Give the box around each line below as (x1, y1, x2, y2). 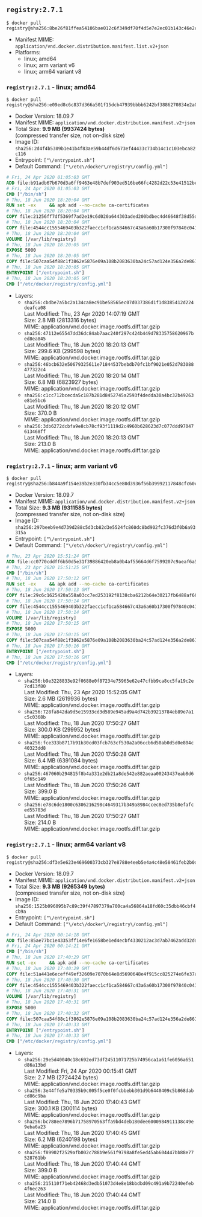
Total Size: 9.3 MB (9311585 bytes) (14, 504, 103, 511)
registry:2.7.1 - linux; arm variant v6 (6, 462, 118, 470)
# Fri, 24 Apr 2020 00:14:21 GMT (6, 943, 90, 949)
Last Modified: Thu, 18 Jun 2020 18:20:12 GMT (23, 403, 140, 410)
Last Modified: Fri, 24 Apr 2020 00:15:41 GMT (23, 1067, 137, 1075)
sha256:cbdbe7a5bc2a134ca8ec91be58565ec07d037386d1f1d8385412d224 (23, 299, 194, 305)
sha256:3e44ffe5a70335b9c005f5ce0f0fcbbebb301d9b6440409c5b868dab (23, 1088, 194, 1094)
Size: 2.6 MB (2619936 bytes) (23, 695, 98, 703)
